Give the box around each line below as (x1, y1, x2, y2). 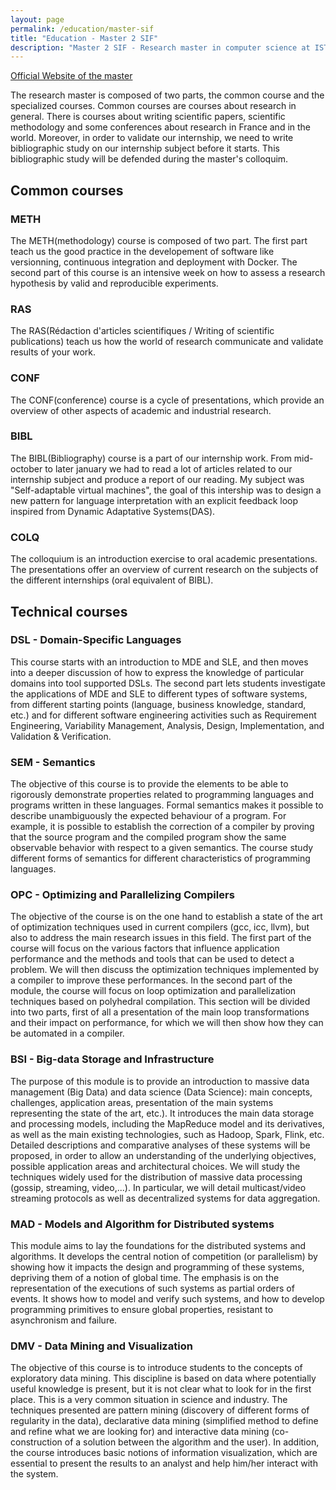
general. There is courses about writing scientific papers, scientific (10, 111, 286, 123)
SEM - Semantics (10, 755, 96, 769)
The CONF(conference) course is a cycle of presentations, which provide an (10, 394, 325, 406)
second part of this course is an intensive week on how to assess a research (10, 266, 326, 278)
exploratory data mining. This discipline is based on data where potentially (10, 1372, 317, 1385)
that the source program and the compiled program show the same (10, 831, 287, 843)
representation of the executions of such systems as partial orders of (10, 1282, 295, 1294)
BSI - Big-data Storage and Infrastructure (10, 1052, 215, 1066)
